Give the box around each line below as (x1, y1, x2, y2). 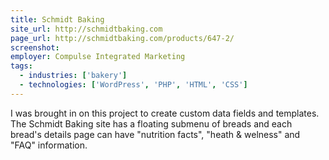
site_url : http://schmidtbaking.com (10, 24, 163, 34)
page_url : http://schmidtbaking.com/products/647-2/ (10, 33, 235, 43)
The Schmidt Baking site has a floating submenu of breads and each (10, 117, 293, 130)
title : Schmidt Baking (10, 14, 105, 25)
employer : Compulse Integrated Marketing (10, 52, 186, 62)
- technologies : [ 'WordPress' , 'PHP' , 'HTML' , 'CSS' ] (19, 80, 248, 90)
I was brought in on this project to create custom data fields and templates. (10, 107, 320, 119)
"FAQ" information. (10, 139, 88, 151)
